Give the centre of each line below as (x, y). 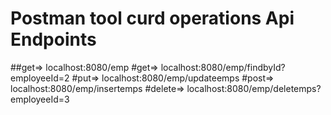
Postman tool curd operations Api (152, 18)
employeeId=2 (40, 78)
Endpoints (53, 39)
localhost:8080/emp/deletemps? (254, 88)
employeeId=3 (40, 99)
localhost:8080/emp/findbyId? (223, 67)
